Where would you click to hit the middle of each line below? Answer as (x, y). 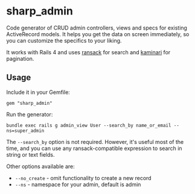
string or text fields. (31, 154)
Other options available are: (40, 166)
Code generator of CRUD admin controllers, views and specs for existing (97, 28)
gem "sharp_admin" (29, 103)
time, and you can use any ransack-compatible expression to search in (94, 148)
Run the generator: (30, 114)
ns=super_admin (25, 131)
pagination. (20, 58)
